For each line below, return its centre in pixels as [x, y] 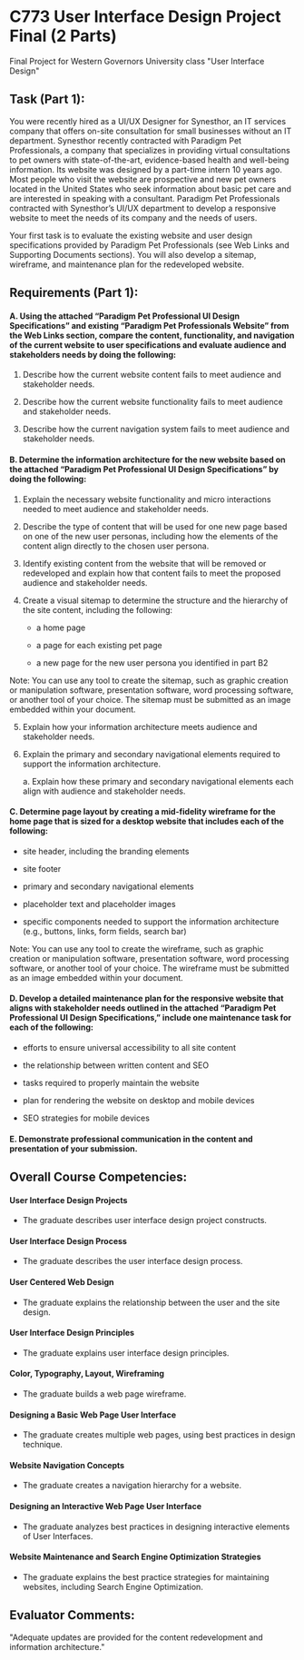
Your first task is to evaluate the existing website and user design [131, 235]
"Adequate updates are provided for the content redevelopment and [136, 1637]
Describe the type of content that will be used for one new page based [155, 526]
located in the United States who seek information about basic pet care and [151, 189]
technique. [43, 1445]
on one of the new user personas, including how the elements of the [150, 536]
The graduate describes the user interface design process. [132, 1261]
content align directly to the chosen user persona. [116, 546]
